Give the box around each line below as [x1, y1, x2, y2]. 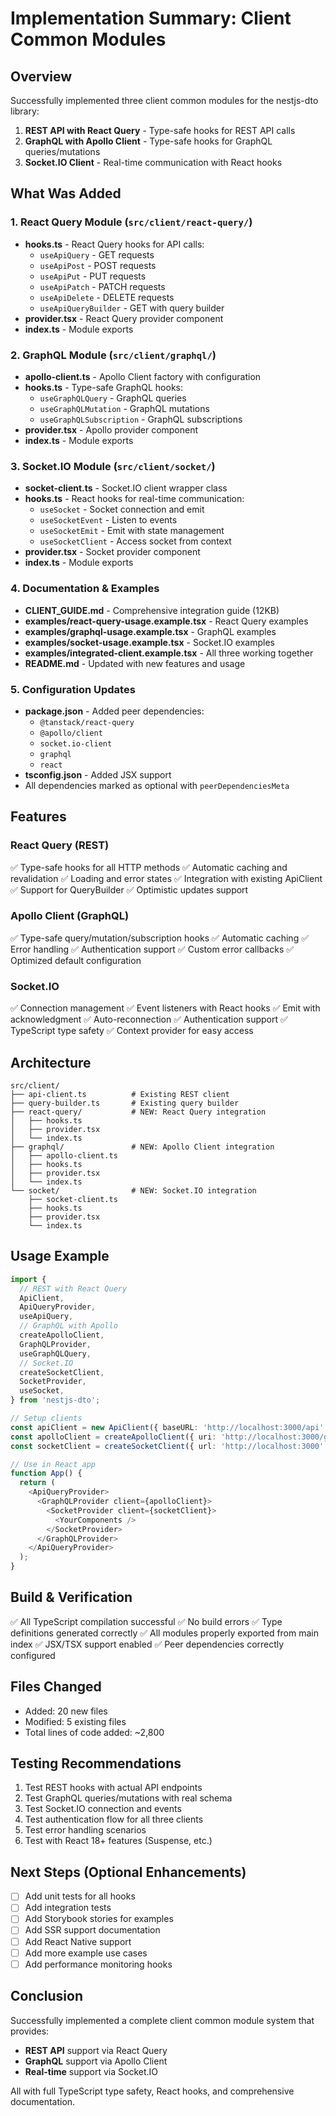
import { [10, 1274, 47, 1284]
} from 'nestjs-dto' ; [10, 1395, 101, 1406]
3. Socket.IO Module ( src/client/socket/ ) [10, 459, 216, 473]
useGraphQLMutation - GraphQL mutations [39, 402, 210, 414]
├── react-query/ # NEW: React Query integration [10, 1107, 267, 1117]
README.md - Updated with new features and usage [24, 657, 246, 669]
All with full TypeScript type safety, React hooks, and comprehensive [10, 2085, 295, 2097]
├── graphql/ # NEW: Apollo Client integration [10, 1142, 275, 1152]
